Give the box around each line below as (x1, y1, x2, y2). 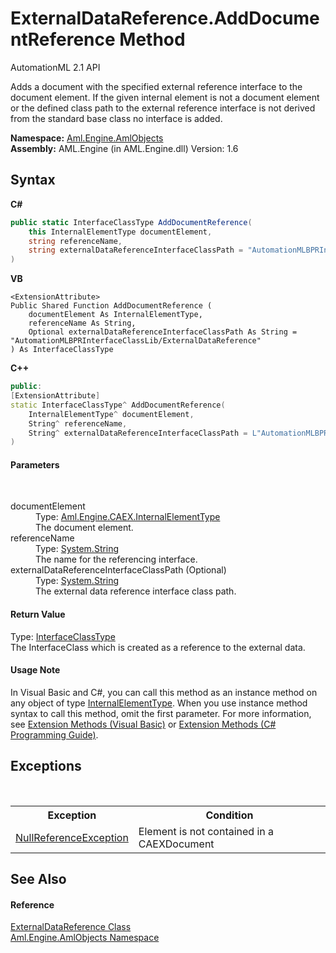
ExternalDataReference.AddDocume (10, 7, 320, 30)
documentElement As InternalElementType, (28, 310, 203, 320)
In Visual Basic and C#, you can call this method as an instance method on (10, 686, 318, 698)
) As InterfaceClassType (10, 345, 114, 355)
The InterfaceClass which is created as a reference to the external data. (10, 641, 306, 653)
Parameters (10, 458, 60, 471)
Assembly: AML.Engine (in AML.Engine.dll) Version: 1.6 (10, 142, 239, 154)
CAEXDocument (138, 837, 215, 851)
